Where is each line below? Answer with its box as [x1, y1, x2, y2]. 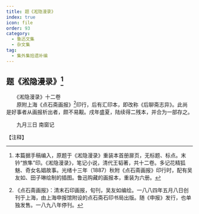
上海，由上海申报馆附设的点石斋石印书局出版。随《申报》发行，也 [25, 194, 187, 202]
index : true [6, 14, 36, 20]
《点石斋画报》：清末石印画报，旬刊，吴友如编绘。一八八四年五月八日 [14, 187, 184, 194]
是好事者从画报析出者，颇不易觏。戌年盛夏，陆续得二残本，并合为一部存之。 [6, 108, 193, 116]
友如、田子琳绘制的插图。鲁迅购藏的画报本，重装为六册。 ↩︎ [14, 174, 161, 181]
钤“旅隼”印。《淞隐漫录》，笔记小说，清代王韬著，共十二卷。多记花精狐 [14, 159, 186, 167]
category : [6, 31, 31, 37]
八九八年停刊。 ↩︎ [40, 202, 84, 209]
